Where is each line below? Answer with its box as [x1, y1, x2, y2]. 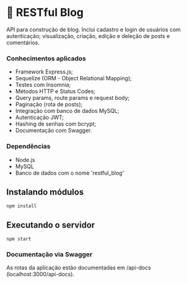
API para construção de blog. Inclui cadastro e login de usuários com [6, 26, 181, 33]
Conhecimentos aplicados [6, 54, 86, 63]
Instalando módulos [6, 186, 84, 197]
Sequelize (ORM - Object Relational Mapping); [15, 75, 132, 82]
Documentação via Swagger [6, 250, 93, 259]
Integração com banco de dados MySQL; [15, 107, 120, 115]
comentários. [6, 39, 40, 46]
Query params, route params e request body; [15, 94, 130, 102]
